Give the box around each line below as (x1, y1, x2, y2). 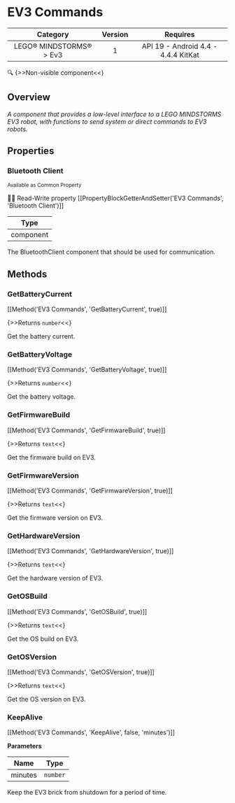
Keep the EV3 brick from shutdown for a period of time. (7, 788, 167, 797)
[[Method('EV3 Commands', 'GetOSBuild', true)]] (7, 607, 148, 616)
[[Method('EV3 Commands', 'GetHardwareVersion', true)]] (7, 547, 174, 555)
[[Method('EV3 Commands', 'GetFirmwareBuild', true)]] (7, 426, 166, 434)
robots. (7, 125, 28, 133)
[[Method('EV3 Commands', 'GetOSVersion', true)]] (7, 667, 155, 676)
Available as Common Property (7, 182, 82, 189)
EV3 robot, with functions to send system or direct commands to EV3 (7, 117, 207, 126)
